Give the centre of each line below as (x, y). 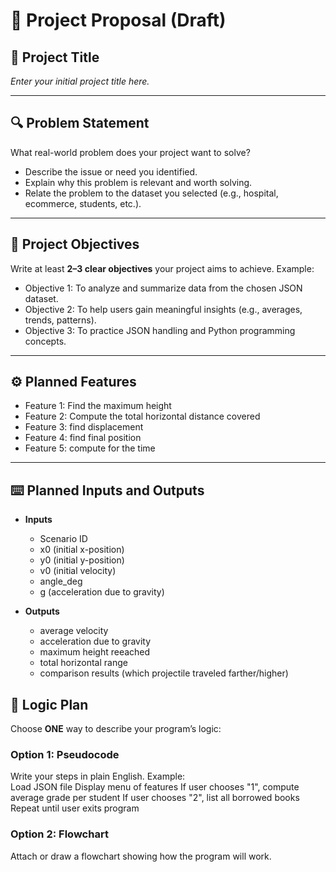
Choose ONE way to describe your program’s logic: (116, 729)
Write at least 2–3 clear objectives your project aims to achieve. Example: (162, 268)
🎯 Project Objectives (75, 244)
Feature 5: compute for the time (90, 448)
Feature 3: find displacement (84, 427)
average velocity (74, 631)
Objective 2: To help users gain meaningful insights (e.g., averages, (163, 309)
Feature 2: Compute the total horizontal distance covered (142, 416)
